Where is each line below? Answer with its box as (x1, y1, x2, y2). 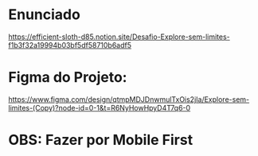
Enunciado (8, 6, 81, 24)
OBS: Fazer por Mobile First (8, 131, 193, 149)
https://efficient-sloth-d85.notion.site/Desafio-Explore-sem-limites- (8, 32, 230, 41)
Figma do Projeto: (8, 68, 127, 87)
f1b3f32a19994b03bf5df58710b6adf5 (8, 40, 132, 49)
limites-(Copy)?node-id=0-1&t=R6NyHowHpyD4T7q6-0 (8, 103, 191, 112)
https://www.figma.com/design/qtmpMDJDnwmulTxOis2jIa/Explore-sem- (8, 94, 250, 104)
